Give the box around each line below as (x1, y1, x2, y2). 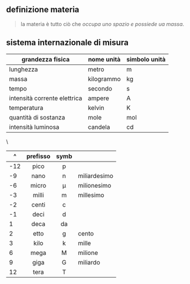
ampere (87, 94, 109, 102)
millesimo (77, 191, 104, 199)
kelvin (87, 104, 104, 112)
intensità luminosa (9, 122, 60, 131)
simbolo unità (126, 55, 166, 63)
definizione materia (6, 5, 80, 15)
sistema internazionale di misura (6, 38, 129, 48)
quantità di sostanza (9, 113, 65, 121)
